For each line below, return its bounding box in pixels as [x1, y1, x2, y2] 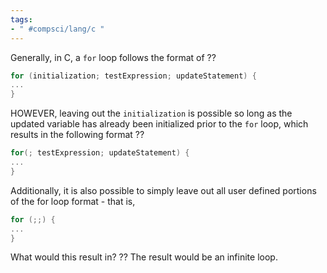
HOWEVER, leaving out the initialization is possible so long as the [10, 107, 293, 120]
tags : [10, 14, 33, 25]
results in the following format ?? [10, 129, 145, 141]
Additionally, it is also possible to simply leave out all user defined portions [10, 184, 317, 196]
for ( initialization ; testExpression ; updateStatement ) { [10, 71, 257, 81]
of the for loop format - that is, [10, 195, 136, 207]
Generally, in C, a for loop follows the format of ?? [10, 51, 217, 63]
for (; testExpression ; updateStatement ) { [10, 148, 190, 158]
